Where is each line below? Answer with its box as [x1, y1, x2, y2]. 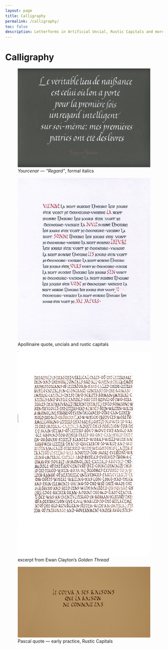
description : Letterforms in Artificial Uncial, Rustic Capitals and [5, 29, 153, 35]
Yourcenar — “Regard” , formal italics [17, 167, 94, 173]
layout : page [5, 8, 32, 13]
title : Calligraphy [5, 13, 46, 19]
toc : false [5, 24, 28, 29]
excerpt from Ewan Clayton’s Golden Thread [17, 557, 109, 563]
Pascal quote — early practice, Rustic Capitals [17, 638, 113, 644]
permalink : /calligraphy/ [5, 19, 59, 24]
